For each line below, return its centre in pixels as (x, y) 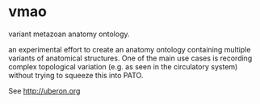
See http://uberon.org (44, 90)
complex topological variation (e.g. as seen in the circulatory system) (123, 66)
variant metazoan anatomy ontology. (69, 34)
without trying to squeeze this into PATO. (76, 75)
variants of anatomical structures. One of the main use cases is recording (130, 58)
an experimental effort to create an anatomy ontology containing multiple (130, 49)
